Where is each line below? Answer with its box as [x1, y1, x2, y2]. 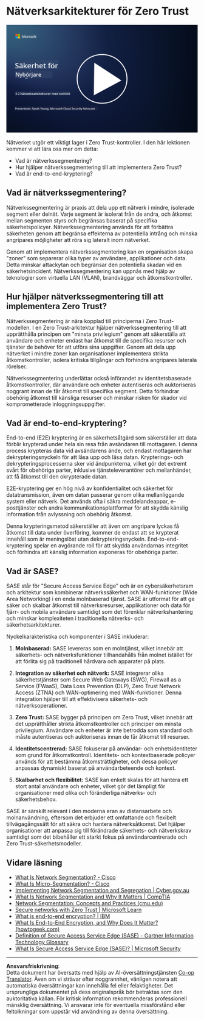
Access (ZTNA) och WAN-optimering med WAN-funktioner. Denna [15, 689, 182, 696]
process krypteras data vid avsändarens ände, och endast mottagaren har [6, 447, 192, 455]
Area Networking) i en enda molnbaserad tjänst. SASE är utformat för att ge [6, 596, 195, 603]
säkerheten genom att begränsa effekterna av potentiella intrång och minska [6, 230, 198, 237]
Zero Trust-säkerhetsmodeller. [6, 840, 83, 847]
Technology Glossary [15, 939, 69, 945]
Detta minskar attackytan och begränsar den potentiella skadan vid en [6, 261, 182, 268]
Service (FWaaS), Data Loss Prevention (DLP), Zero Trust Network [15, 683, 181, 690]
